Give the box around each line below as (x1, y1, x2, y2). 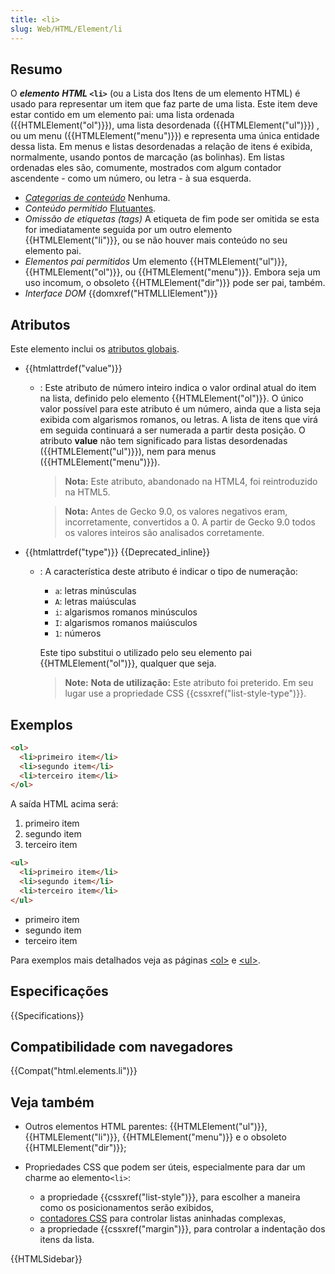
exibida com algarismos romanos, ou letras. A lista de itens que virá (39, 414, 318, 426)
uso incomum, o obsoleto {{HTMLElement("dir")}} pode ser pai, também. (24, 277, 326, 289)
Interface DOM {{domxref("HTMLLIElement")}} (24, 287, 218, 300)
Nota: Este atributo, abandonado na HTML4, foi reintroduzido (64, 476, 318, 488)
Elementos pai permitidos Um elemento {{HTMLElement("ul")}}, (24, 256, 288, 268)
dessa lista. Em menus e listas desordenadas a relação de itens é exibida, (10, 141, 313, 153)
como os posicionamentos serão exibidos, (39, 1202, 215, 1214)
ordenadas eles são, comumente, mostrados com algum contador (10, 162, 282, 174)
